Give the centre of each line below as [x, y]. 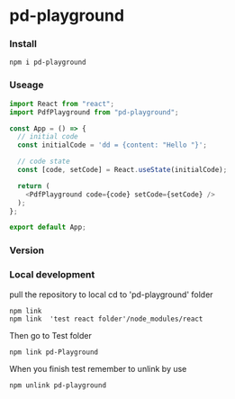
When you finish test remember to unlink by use [98, 368]
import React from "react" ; [62, 104]
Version [27, 250]
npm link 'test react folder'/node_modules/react [106, 319]
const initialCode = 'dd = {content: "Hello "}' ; [112, 145]
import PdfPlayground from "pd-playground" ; [94, 112]
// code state [44, 162]
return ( [34, 186]
